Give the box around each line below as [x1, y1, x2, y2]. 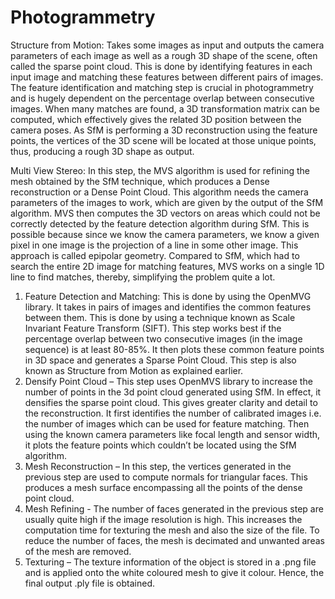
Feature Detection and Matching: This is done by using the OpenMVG [24, 290, 312, 302]
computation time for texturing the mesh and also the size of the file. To [24, 524, 320, 536]
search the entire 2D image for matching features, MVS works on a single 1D [10, 260, 325, 272]
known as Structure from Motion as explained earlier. [24, 364, 244, 376]
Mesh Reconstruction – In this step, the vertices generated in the [24, 460, 292, 472]
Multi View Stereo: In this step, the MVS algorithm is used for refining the [10, 164, 310, 176]
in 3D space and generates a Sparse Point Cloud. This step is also [24, 354, 297, 366]
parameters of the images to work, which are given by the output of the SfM [10, 196, 324, 208]
